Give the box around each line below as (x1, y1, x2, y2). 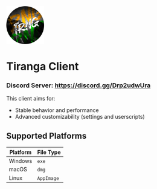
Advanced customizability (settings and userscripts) (14, 113, 145, 121)
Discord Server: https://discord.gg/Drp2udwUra (6, 81, 151, 90)
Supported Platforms (6, 130, 87, 141)
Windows (8, 157, 33, 165)
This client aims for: (6, 95, 56, 102)
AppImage (37, 175, 59, 181)
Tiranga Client (6, 60, 79, 73)
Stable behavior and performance (14, 107, 99, 114)
